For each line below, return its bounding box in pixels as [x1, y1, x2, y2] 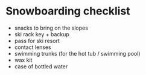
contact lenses [14, 44, 52, 51]
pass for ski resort [14, 37, 60, 44]
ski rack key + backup [14, 30, 70, 37]
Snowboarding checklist [5, 4, 130, 18]
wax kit [14, 56, 33, 64]
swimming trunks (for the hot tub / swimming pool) [14, 50, 141, 57]
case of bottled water [14, 62, 68, 70]
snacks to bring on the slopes [14, 24, 89, 31]
